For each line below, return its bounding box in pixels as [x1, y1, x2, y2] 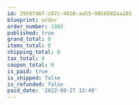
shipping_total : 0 [7, 49, 60, 56]
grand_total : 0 [7, 36, 51, 43]
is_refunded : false [7, 81, 64, 88]
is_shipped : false [7, 74, 60, 82]
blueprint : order [7, 17, 58, 23]
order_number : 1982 [7, 23, 64, 30]
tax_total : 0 [7, 55, 45, 62]
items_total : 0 [7, 42, 51, 49]
